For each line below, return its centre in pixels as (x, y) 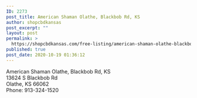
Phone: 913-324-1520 (33, 90)
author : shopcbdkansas (34, 22)
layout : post (22, 33)
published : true (26, 50)
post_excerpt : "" (27, 28)
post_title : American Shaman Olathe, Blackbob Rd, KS (73, 17)
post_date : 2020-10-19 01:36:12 (45, 55)
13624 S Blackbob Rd (32, 78)
